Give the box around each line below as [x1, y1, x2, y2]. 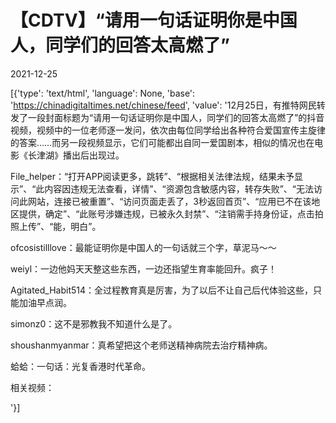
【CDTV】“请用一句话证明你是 [10, 9, 263, 32]
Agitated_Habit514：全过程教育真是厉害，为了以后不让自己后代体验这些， [10, 284, 314, 296]
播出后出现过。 [62, 149, 125, 161]
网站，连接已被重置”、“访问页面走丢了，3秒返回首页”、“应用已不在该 [27, 195, 312, 207]
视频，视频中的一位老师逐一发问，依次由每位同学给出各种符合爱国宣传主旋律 [10, 124, 326, 136]
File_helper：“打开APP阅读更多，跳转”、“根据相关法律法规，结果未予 [10, 170, 295, 182]
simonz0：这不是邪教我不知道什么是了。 [10, 317, 178, 330]
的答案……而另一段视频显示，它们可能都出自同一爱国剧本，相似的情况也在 [10, 136, 315, 148]
